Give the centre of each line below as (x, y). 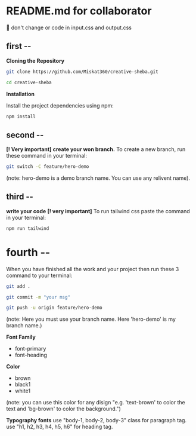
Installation (20, 94)
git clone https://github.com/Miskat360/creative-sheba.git (83, 72)
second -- (25, 135)
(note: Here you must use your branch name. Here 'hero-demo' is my (91, 319)
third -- (20, 197)
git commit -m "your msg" (38, 297)
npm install (21, 116)
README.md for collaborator (79, 11)
